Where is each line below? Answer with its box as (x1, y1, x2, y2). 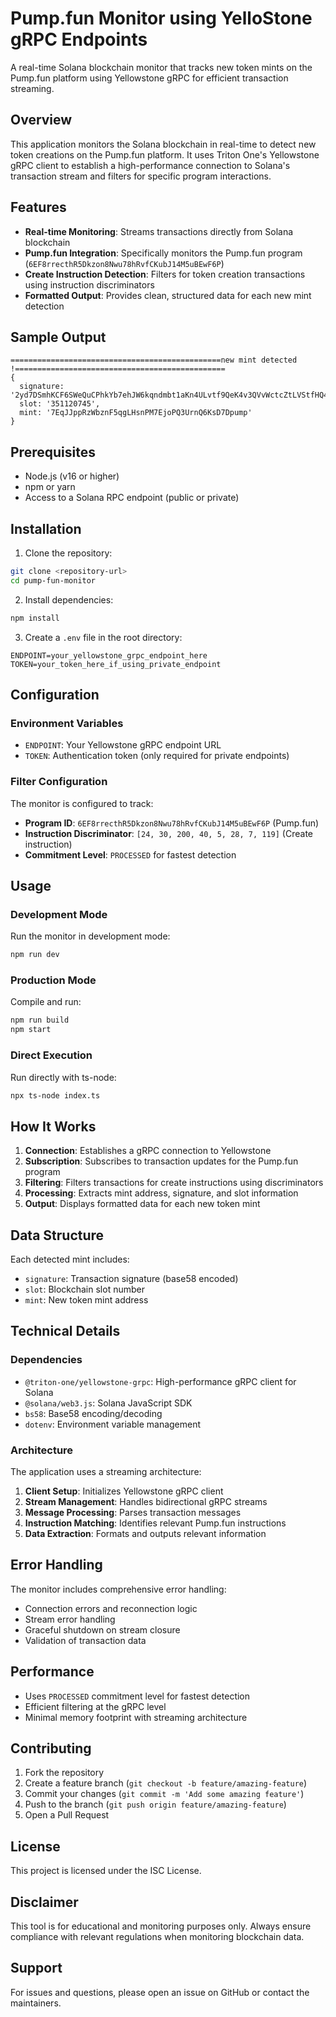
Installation (10, 520, 82, 537)
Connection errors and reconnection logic (24, 1602, 198, 1614)
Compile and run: (10, 996, 82, 1008)
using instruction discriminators (24, 278, 155, 291)
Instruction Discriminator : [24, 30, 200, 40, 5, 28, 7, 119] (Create (24, 827, 313, 839)
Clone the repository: (24, 547, 113, 559)
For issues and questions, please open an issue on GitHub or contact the (10, 1986, 310, 1998)
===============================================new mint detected (10, 355, 298, 366)
